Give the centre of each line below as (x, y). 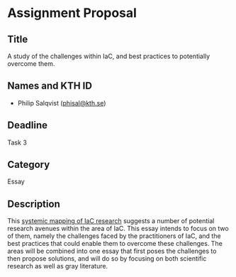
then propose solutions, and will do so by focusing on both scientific (107, 259)
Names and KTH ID (50, 86)
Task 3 (17, 142)
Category (29, 165)
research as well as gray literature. (58, 266)
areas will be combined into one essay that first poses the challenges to (112, 251)
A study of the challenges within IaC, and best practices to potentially (109, 56)
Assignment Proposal (72, 13)
